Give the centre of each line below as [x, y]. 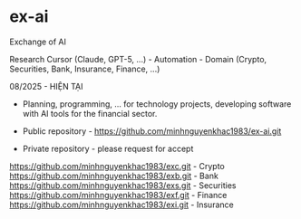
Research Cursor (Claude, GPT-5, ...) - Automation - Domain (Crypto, [138, 59]
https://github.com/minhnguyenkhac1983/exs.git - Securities [123, 185]
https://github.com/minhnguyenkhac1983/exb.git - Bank [114, 176]
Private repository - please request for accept [108, 148]
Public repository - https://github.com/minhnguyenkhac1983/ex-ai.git [152, 131]
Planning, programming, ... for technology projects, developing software [157, 104]
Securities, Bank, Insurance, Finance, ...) [85, 69]
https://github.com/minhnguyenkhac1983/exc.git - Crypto [117, 166]
